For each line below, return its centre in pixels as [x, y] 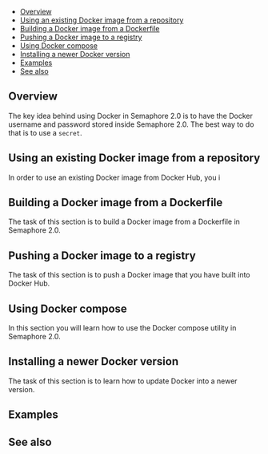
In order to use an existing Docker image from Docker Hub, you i [114, 177]
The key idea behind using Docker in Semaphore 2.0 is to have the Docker [131, 116]
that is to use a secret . [45, 132]
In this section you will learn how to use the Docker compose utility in [122, 328]
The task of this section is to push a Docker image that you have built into [129, 275]
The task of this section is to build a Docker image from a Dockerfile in [124, 222]
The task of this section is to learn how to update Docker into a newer [123, 381]
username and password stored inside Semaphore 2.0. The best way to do [131, 124]
